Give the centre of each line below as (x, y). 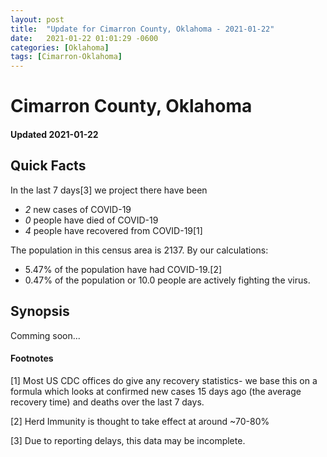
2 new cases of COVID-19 (78, 209)
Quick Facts (48, 166)
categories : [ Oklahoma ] (60, 47)
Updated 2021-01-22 (54, 134)
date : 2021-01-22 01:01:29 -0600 (84, 38)
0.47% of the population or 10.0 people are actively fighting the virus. (167, 280)
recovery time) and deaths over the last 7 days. (107, 402)
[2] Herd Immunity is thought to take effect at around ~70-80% (140, 421)
